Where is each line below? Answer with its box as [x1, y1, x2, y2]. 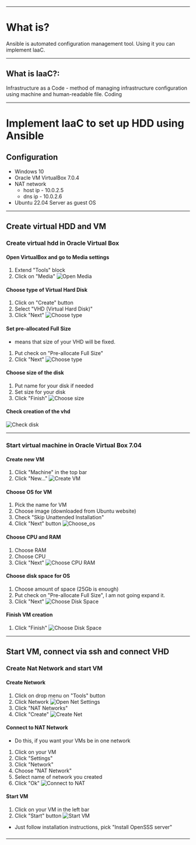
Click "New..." [14, 475, 48, 482]
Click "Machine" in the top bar [14, 469, 87, 476]
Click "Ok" [14, 779, 40, 786]
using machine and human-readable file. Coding [6, 90, 123, 97]
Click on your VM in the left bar [14, 806, 89, 813]
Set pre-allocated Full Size [6, 325, 71, 332]
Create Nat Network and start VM [6, 665, 103, 673]
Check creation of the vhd [6, 408, 71, 415]
